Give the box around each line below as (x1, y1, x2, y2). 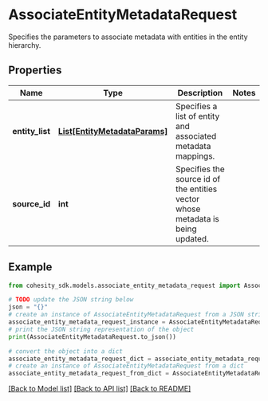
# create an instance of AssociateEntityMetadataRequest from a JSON (8, 311, 245, 319)
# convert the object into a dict (8, 347, 124, 356)
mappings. (175, 150, 215, 161)
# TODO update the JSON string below (8, 296, 134, 304)
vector (175, 193, 200, 204)
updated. (175, 233, 209, 244)
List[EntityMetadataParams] (58, 125, 168, 136)
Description (177, 87, 223, 98)
